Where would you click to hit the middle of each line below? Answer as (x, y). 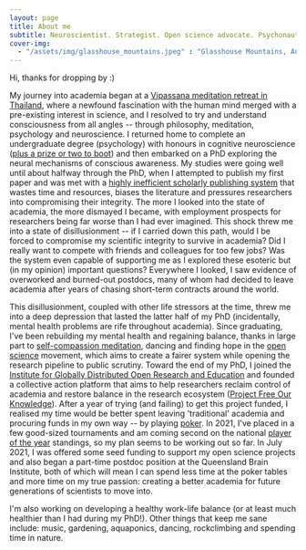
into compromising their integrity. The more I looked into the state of (138, 202)
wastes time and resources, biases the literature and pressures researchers (151, 192)
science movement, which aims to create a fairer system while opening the (150, 356)
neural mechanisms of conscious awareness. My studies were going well (147, 163)
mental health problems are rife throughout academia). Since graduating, (146, 327)
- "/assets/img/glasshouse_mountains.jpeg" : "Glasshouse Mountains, (152, 52)
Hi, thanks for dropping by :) (62, 78)
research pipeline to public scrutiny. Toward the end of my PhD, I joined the (150, 365)
